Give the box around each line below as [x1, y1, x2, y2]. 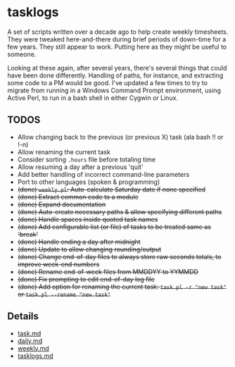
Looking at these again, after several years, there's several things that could [7, 63, 227, 72]
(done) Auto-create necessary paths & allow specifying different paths [17, 207, 222, 216]
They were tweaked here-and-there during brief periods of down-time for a [7, 35, 227, 43]
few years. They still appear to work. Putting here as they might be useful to [7, 42, 227, 51]
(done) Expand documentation [17, 200, 106, 209]
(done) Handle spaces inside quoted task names [17, 215, 158, 223]
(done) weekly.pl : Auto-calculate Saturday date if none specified [17, 185, 206, 194]
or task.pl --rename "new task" [17, 290, 111, 298]
